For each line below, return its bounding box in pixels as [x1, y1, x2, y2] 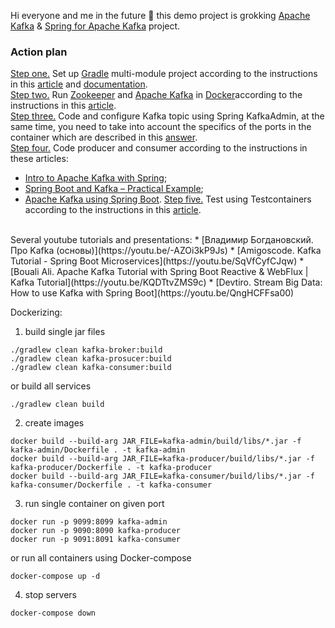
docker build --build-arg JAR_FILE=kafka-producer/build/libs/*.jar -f [10, 454, 315, 464]
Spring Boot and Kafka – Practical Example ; [24, 183, 204, 195]
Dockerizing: [10, 306, 63, 319]
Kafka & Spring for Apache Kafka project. [10, 20, 181, 32]
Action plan [10, 45, 68, 59]
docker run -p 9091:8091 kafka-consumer [10, 535, 182, 545]
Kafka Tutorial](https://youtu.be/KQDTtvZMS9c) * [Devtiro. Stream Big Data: [10, 276, 323, 289]
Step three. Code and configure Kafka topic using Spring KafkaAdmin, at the [10, 110, 325, 122]
